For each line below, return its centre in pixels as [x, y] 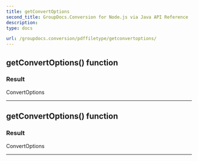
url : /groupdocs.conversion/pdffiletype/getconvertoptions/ [82, 39]
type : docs [19, 28]
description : [22, 22]
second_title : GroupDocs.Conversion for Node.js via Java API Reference [97, 17]
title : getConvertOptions [38, 11]
